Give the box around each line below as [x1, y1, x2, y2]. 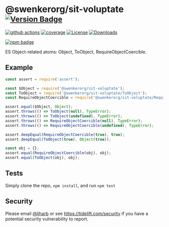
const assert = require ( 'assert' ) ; [5, 77, 80, 82]
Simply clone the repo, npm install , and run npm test [5, 182, 116, 188]
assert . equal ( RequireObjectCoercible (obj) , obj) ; [5, 150, 112, 156]
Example [5, 63, 33, 72]
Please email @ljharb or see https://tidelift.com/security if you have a [5, 210, 148, 216]
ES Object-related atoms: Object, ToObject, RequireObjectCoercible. [5, 49, 147, 55]
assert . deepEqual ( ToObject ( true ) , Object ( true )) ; [5, 137, 112, 142]
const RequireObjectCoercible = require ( [5, 95, 94, 100]
